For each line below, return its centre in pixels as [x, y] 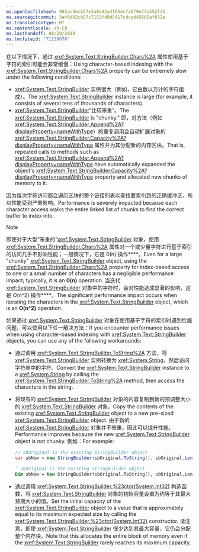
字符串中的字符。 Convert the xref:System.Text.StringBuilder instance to [102, 368]
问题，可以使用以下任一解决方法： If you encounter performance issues [93, 328]
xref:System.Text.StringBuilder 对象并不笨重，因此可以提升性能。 [94, 427]
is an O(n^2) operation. [34, 308]
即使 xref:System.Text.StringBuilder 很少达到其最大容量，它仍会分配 [108, 528]
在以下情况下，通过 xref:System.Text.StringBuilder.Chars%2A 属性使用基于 [97, 57]
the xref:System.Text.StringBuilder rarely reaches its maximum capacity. [103, 543]
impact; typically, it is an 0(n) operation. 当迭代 [63, 280]
